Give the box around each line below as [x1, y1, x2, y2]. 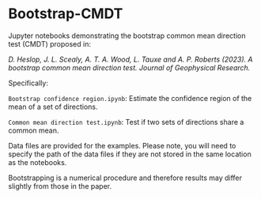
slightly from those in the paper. [8, 181, 112, 190]
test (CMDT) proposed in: [8, 39, 91, 48]
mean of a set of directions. [8, 102, 98, 111]
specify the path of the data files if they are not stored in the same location [8, 149, 252, 159]
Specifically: [8, 78, 49, 88]
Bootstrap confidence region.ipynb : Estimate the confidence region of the [8, 93, 252, 103]
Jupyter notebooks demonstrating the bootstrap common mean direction [8, 31, 246, 40]
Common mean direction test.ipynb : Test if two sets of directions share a [8, 117, 244, 126]
